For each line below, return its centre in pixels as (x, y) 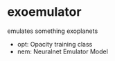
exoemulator (44, 12)
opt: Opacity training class (55, 44)
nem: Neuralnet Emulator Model (63, 51)
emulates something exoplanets (53, 31)
